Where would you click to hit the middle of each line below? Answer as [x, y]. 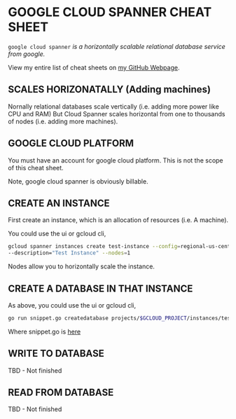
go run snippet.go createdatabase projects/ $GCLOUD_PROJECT [98, 318]
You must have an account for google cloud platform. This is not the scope [116, 160]
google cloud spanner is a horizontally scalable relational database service [117, 46]
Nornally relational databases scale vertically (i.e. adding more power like [113, 107]
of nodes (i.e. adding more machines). [63, 121]
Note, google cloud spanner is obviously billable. [78, 181]
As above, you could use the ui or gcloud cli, [72, 305]
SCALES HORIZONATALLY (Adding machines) [109, 89]
